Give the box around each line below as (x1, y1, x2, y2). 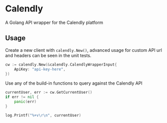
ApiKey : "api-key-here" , (14, 67, 66, 72)
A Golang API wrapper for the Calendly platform (5, 19, 103, 25)
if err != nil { (5, 95, 39, 100)
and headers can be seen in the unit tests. (5, 52, 92, 58)
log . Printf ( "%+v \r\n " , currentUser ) (5, 113, 81, 118)
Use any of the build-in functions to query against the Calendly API (5, 80, 143, 86)
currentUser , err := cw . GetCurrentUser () (5, 90, 93, 95)
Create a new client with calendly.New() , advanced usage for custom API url (5, 47, 162, 53)
